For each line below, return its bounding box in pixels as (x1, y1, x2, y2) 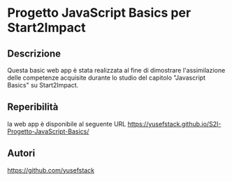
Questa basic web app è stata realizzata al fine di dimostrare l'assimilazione (7, 66, 226, 74)
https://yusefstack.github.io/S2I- (127, 120, 222, 128)
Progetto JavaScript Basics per (7, 5, 191, 21)
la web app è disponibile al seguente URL (7, 120, 126, 128)
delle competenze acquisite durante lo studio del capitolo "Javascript (7, 73, 206, 82)
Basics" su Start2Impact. (7, 81, 79, 89)
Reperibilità (7, 101, 59, 113)
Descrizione (7, 48, 61, 59)
